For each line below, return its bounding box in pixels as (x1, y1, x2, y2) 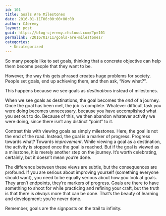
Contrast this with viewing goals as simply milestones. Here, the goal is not (5, 128, 158, 134)
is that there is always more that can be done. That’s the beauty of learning (5, 190, 159, 196)
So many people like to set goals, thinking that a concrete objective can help (5, 58, 161, 64)
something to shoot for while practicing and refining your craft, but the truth (5, 185, 160, 191)
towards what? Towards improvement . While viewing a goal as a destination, (5, 139, 161, 144)
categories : (5, 40, 30, 45)
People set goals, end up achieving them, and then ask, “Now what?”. (5, 78, 147, 84)
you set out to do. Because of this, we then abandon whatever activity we (5, 113, 155, 119)
